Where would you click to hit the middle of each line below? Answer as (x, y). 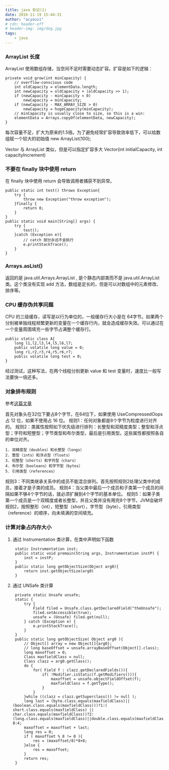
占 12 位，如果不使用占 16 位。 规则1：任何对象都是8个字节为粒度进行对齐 (81, 421)
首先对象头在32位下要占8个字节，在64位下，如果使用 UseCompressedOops (84, 414)
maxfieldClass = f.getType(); (82, 683)
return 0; (33, 208)
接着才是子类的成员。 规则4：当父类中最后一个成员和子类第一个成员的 (87, 488)
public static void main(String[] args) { (50, 222)
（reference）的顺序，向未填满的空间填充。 (51, 513)
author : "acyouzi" (24, 19)
